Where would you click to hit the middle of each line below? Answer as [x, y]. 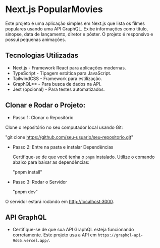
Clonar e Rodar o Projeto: [45, 105]
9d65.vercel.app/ [31, 241]
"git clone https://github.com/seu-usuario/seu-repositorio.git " [69, 137]
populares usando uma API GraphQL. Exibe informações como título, [77, 28]
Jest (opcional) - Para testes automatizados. [59, 89]
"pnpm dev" [25, 192]
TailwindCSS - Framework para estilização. [57, 78]
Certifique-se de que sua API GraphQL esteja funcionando [73, 230]
